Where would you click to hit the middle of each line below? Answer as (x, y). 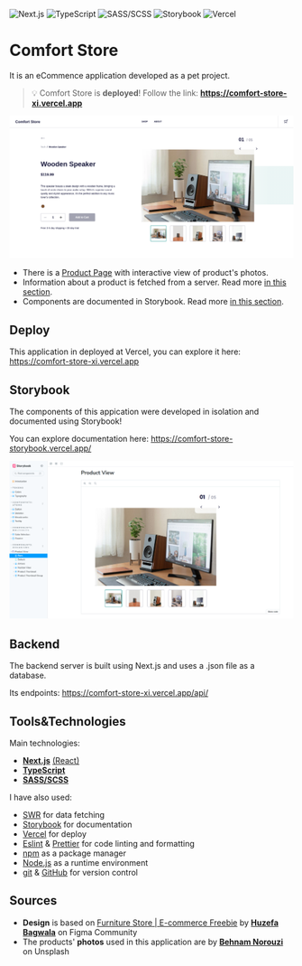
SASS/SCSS (46, 780)
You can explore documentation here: (79, 439)
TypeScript (44, 770)
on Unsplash (46, 951)
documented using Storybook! (66, 421)
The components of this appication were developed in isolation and (134, 412)
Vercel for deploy (55, 834)
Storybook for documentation (77, 824)
